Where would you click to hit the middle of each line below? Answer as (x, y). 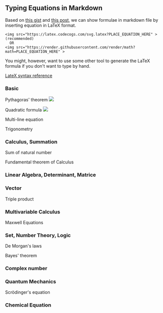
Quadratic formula (23, 110)
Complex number (26, 269)
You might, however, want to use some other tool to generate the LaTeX (78, 61)
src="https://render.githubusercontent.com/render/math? (76, 47)
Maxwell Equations (24, 222)
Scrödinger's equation (28, 292)
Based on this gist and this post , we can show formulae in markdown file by (82, 20)
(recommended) (20, 39)
